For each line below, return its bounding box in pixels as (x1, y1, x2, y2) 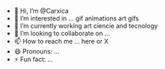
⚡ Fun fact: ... (13, 55, 53, 63)
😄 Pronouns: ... (13, 47, 60, 56)
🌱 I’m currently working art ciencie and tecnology (13, 22, 158, 30)
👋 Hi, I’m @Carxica (13, 7, 69, 15)
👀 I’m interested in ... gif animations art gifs (13, 14, 140, 23)
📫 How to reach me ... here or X (13, 37, 109, 45)
